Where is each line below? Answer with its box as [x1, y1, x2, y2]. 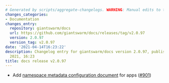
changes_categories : [5, 12, 49, 17]
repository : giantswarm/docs [10, 26, 71, 31]
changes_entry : [5, 21, 37, 26]
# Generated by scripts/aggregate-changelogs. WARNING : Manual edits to [5, 7, 161, 12]
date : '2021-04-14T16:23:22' [5, 44, 66, 49]
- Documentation [5, 16, 39, 21]
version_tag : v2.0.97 [10, 40, 55, 45]
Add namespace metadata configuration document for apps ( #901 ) [12, 72, 152, 78]
